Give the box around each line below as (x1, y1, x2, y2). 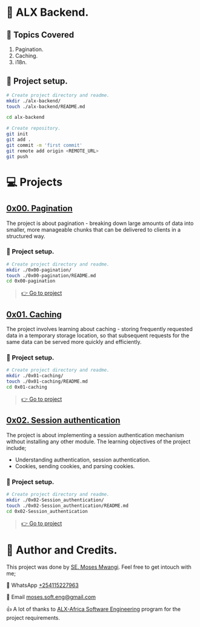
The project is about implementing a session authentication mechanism (6, 431, 185, 438)
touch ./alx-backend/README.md (6, 103, 85, 110)
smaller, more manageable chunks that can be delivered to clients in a (6, 226, 181, 233)
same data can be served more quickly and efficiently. (6, 338, 142, 346)
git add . (6, 136, 32, 143)
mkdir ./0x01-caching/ (6, 373, 64, 379)
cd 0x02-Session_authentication (6, 508, 88, 514)
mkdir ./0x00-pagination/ (6, 267, 72, 273)
